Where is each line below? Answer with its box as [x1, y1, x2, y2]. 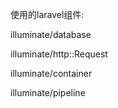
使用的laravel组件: [10, 9, 85, 20]
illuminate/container [10, 68, 93, 79]
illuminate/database [10, 29, 92, 40]
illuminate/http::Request [10, 48, 108, 60]
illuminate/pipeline [10, 87, 86, 98]
